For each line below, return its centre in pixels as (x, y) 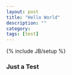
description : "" (26, 23)
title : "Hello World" (33, 17)
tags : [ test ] (22, 34)
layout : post (22, 12)
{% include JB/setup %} (36, 51)
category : (19, 28)
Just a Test (22, 67)
